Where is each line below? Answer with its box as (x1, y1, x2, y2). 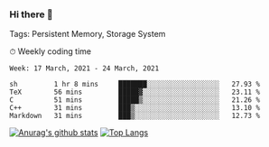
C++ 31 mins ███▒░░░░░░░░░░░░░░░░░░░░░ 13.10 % (9, 104, 260, 113)
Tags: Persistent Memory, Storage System (9, 29, 166, 40)
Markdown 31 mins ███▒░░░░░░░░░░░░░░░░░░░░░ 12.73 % (9, 112, 260, 121)
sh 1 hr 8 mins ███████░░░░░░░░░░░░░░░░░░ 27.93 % (9, 80, 260, 89)
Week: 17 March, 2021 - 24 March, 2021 (9, 64, 160, 73)
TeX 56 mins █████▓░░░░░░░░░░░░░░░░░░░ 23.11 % (9, 87, 260, 97)
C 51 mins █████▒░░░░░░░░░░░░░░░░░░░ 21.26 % (9, 96, 260, 105)
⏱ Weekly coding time (9, 46, 92, 57)
